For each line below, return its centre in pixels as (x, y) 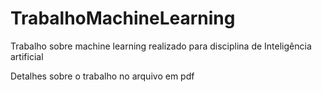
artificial (27, 56)
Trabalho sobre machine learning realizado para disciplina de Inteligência (161, 46)
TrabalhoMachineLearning (123, 18)
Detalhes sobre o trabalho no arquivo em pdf (102, 76)
